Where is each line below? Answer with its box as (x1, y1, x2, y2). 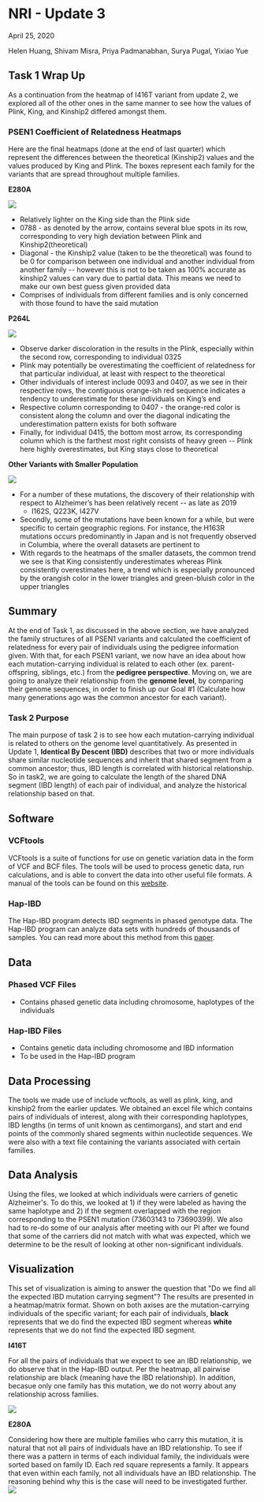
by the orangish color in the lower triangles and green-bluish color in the (19, 573, 255, 583)
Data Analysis (8, 1168, 79, 1182)
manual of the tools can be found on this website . (8, 878, 169, 888)
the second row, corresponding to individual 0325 (19, 352, 182, 362)
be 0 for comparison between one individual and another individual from (19, 257, 255, 266)
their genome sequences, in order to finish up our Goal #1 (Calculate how (8, 684, 246, 694)
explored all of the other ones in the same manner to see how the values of (8, 98, 252, 107)
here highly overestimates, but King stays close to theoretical (19, 445, 218, 454)
